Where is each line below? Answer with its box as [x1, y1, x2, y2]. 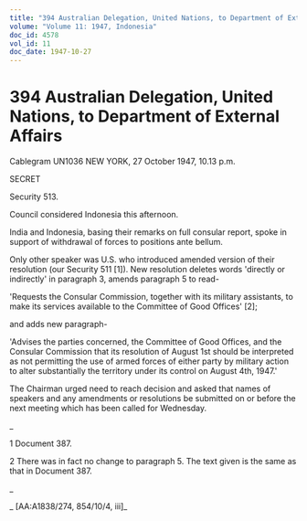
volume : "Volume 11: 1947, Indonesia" [9, 22, 157, 31]
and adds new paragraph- [9, 319, 108, 330]
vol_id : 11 [9, 38, 51, 48]
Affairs [9, 125, 63, 146]
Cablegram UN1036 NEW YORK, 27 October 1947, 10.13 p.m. [9, 156, 236, 167]
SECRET [9, 174, 41, 185]
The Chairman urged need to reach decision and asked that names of [9, 383, 271, 394]
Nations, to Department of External [9, 106, 281, 127]
